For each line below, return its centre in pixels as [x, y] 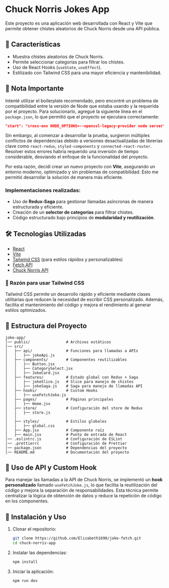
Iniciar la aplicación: [33, 571]
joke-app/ [16, 338]
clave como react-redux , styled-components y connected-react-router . [78, 146]
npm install [25, 562]
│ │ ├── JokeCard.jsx [32, 373]
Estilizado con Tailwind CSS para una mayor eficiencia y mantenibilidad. [87, 73]
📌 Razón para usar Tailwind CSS [45, 283]
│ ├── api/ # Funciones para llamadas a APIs [72, 351]
